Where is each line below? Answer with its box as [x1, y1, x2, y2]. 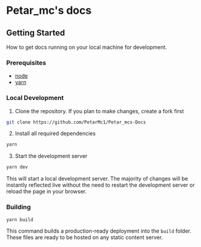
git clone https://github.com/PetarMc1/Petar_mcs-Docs [6, 119, 146, 125]
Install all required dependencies [14, 130, 96, 137]
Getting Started [6, 28, 65, 38]
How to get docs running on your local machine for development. [6, 43, 167, 51]
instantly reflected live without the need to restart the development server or [6, 181, 195, 189]
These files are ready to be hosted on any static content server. [6, 234, 163, 241]
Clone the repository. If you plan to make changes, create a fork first [14, 107, 184, 114]
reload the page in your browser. [6, 188, 87, 195]
